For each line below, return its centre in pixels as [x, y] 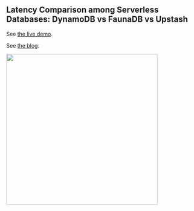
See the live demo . [30, 34]
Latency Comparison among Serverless [82, 10]
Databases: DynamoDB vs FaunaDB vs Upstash [97, 20]
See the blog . [23, 45]
